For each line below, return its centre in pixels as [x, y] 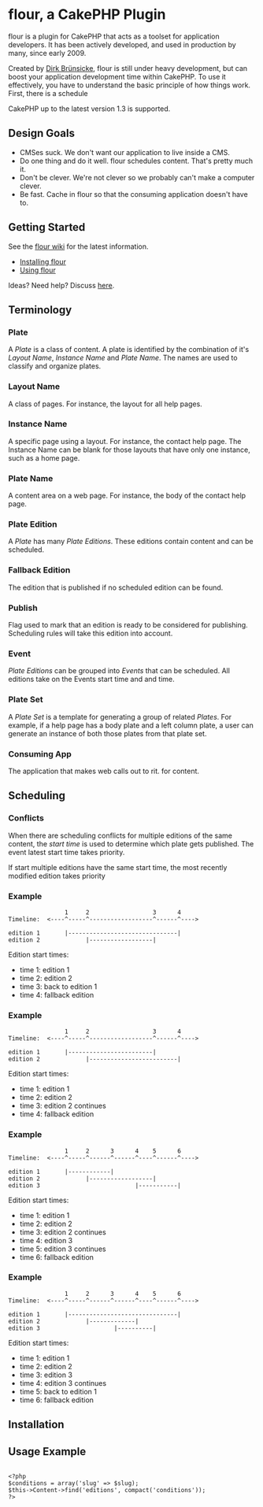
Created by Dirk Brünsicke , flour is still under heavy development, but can [128, 68]
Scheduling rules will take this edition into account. [91, 633]
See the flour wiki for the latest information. [78, 246]
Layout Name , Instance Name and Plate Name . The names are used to [123, 358]
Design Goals [41, 133]
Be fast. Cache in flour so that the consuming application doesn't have [133, 194]
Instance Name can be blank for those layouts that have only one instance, [129, 450]
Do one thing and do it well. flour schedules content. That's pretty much [136, 161]
